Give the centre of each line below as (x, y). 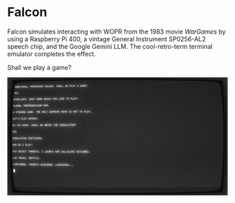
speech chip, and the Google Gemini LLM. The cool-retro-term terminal (110, 46)
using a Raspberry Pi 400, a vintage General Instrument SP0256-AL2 (107, 38)
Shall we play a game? (40, 67)
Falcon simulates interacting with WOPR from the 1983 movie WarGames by (116, 31)
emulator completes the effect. (52, 54)
